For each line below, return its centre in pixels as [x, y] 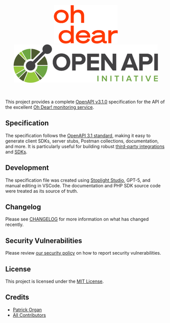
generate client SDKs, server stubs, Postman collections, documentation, [82, 141]
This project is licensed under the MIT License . [55, 281]
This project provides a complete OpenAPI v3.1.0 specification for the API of [85, 102]
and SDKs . [16, 152]
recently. [15, 225]
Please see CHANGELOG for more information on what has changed [77, 219]
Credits [17, 297]
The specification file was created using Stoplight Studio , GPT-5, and [78, 180]
